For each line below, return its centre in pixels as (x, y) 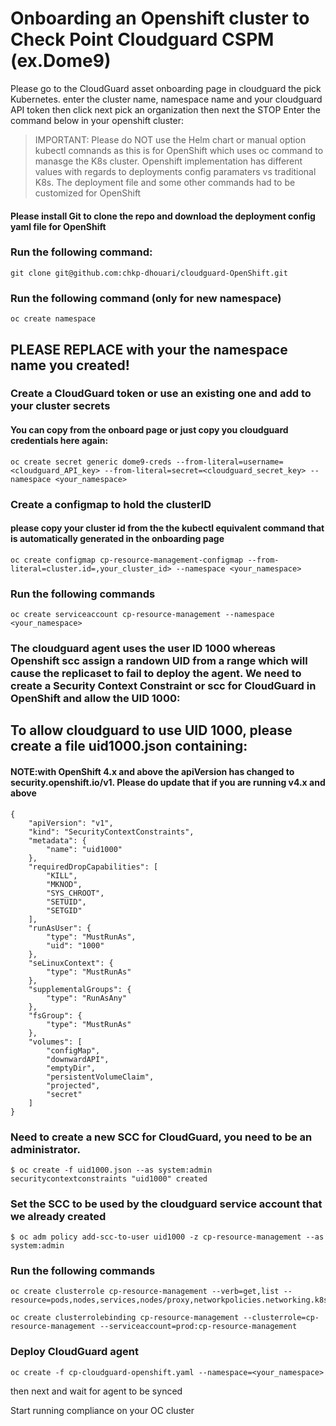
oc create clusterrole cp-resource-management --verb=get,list (145, 1292)
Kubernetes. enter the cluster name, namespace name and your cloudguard (166, 99)
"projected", (73, 1085)
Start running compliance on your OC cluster (102, 1410)
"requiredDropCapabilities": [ (93, 867)
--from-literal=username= (229, 462)
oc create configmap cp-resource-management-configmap (127, 560)
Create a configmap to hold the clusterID (111, 504)
